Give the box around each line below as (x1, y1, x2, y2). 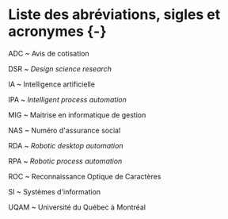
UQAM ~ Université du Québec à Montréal (8, 202, 146, 212)
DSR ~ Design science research (8, 63, 112, 73)
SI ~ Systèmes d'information (8, 186, 101, 196)
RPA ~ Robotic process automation (8, 156, 123, 166)
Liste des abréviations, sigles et (8, 6, 221, 24)
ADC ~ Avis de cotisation (8, 48, 89, 58)
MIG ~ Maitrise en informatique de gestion (8, 109, 146, 120)
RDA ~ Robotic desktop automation (8, 140, 123, 150)
